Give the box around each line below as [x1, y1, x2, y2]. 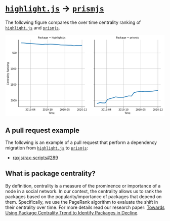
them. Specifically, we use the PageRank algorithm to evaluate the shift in [5, 199, 158, 205]
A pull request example [5, 126, 80, 134]
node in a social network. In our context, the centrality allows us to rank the [5, 188, 162, 194]
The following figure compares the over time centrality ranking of [5, 19, 141, 25]
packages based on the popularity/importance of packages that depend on [5, 193, 162, 200]
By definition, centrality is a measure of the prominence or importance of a [5, 182, 161, 189]
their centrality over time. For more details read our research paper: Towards [5, 204, 165, 210]
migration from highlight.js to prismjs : [5, 145, 89, 151]
